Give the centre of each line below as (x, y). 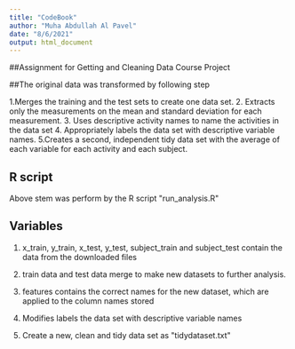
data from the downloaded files (80, 257)
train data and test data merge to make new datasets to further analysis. (154, 274)
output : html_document (51, 42)
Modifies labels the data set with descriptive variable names (132, 318)
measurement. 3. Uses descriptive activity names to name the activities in (144, 121)
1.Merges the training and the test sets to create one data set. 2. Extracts (142, 102)
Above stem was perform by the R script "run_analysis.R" (114, 198)
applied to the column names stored (88, 301)
